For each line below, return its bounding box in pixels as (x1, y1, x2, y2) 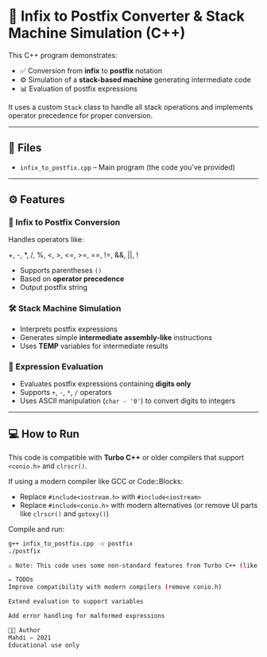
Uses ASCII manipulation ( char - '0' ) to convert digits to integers (19, 396, 236, 405)
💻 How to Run (8, 428, 79, 441)
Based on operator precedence (19, 274, 125, 284)
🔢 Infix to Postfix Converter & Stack (8, 7, 245, 25)
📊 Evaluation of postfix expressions (19, 84, 137, 93)
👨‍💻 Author (8, 626, 41, 634)
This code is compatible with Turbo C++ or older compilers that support (8, 452, 245, 462)
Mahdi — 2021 (8, 633, 52, 642)
